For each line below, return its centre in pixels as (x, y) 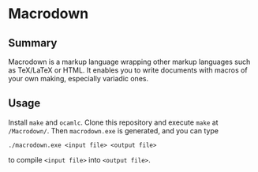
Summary (33, 43)
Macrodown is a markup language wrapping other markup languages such (129, 62)
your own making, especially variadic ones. (78, 79)
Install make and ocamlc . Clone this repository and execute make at (113, 122)
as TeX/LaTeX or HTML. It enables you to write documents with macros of (128, 70)
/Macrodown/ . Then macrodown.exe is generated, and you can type (114, 130)
